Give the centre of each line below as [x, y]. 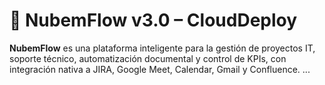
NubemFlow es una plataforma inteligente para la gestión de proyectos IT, [162, 48]
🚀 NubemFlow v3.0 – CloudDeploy [153, 20]
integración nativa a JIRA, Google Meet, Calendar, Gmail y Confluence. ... [160, 69]
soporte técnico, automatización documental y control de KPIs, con [148, 58]
